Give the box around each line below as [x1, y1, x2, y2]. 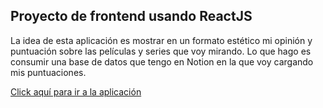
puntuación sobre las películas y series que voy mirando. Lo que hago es [10, 45, 312, 57]
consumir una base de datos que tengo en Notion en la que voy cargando [10, 55, 314, 68]
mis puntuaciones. [10, 66, 87, 78]
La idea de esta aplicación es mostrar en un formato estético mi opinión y [10, 34, 313, 46]
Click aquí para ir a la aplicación [10, 85, 142, 98]
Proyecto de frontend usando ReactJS [10, 8, 253, 25]
